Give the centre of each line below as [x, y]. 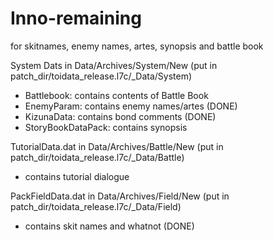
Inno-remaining [76, 18]
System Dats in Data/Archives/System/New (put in [114, 65]
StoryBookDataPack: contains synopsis [106, 127]
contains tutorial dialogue [77, 176]
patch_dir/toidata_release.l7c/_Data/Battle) [97, 157]
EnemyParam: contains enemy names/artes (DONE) [131, 106]
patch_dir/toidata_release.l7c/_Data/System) [101, 76]
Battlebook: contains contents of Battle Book [116, 95]
